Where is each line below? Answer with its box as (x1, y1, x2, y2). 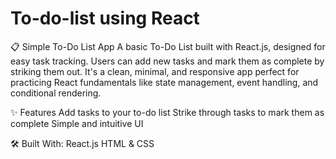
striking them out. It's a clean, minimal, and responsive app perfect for (10, 65, 300, 77)
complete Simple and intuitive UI (10, 117, 144, 129)
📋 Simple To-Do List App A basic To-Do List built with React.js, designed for (10, 40, 326, 52)
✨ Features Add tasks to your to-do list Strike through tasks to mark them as (10, 106, 325, 118)
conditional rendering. (10, 87, 102, 99)
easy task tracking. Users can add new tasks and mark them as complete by (10, 55, 325, 67)
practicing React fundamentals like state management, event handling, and (10, 76, 319, 88)
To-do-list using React (10, 7, 200, 30)
